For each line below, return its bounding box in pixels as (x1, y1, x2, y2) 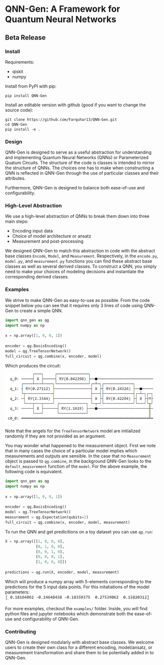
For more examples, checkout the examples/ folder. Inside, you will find (5, 605, 148, 611)
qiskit (12, 69, 23, 74)
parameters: (5, 589, 30, 595)
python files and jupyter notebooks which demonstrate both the (5, 611, 134, 617)
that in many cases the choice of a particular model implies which (5, 448, 138, 454)
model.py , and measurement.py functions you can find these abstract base (5, 258, 153, 264)
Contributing (5, 628, 36, 635)
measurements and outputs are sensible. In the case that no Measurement (5, 453, 151, 459)
